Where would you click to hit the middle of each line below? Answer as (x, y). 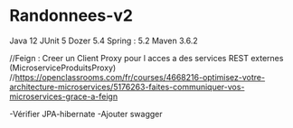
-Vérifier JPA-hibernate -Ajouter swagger (86, 114)
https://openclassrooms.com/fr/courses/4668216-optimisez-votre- (140, 77)
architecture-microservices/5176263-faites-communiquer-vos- (127, 87)
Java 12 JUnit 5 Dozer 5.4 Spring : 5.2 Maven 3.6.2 (104, 41)
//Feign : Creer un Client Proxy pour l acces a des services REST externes (146, 58)
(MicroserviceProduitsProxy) (63, 68)
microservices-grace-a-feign (64, 96)
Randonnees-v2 (71, 16)
